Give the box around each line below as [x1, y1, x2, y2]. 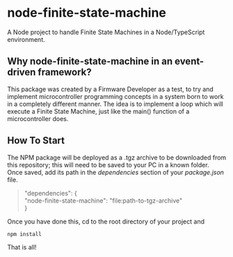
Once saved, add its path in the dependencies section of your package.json [7, 168, 225, 176]
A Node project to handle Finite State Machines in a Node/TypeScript [7, 28, 205, 36]
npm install [7, 231, 42, 237]
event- [175, 56, 204, 68]
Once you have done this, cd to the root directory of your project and [7, 217, 205, 226]
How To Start [7, 134, 65, 147]
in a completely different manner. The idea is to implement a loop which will [7, 100, 224, 108]
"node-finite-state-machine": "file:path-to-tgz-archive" [24, 196, 183, 205]
